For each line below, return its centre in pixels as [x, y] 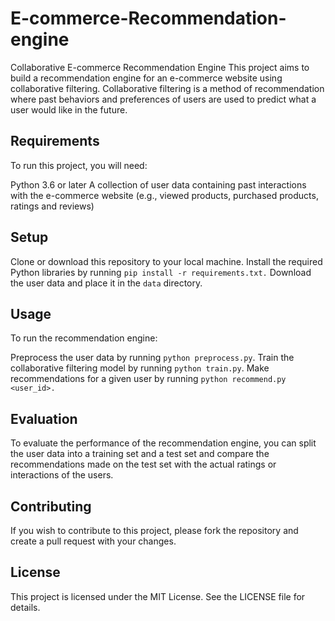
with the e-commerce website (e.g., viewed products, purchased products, [164, 195]
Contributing [51, 506]
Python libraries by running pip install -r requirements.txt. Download [161, 272]
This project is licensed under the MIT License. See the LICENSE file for [158, 596]
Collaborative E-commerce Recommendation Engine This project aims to [160, 67]
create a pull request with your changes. [93, 541]
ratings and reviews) [52, 206]
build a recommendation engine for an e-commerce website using [146, 78]
